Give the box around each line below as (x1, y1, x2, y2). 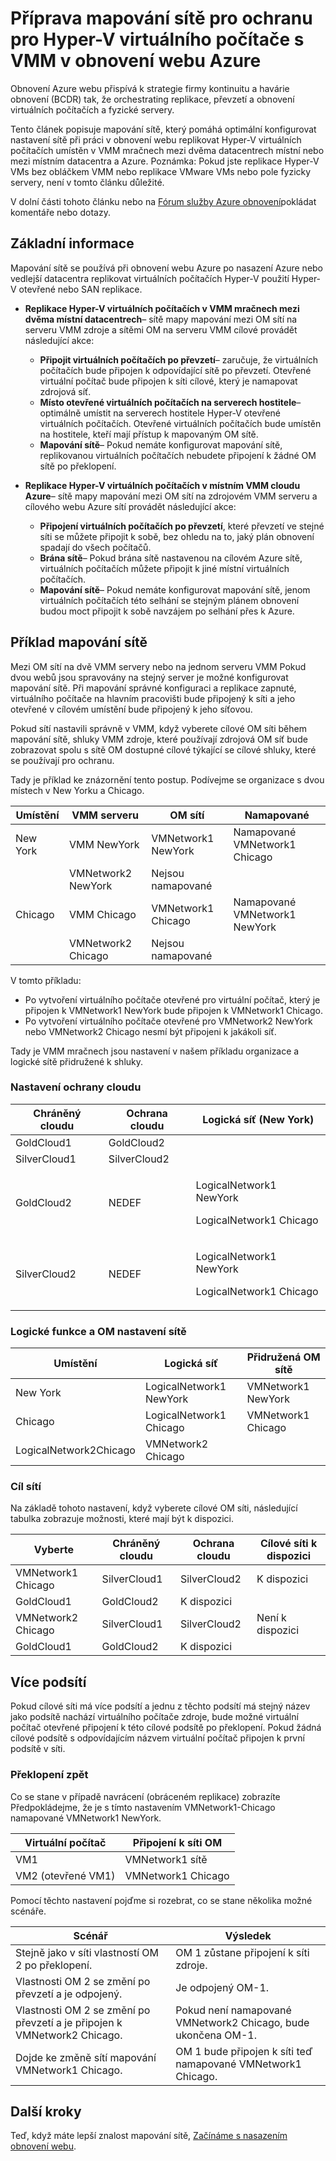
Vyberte (33, 1543, 74, 1557)
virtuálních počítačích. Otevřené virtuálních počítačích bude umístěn (39, 417, 322, 429)
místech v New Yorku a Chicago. (10, 784, 145, 796)
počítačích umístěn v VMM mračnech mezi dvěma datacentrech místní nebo (10, 144, 325, 156)
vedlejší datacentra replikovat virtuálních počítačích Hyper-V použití (10, 272, 290, 284)
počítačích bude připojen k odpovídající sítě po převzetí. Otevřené (39, 364, 312, 376)
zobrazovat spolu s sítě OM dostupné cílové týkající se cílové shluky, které (10, 743, 317, 756)
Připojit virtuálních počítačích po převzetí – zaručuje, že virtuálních (39, 353, 319, 366)
